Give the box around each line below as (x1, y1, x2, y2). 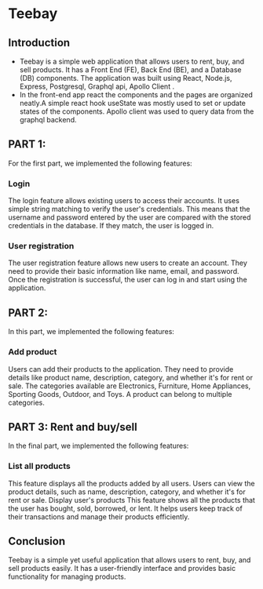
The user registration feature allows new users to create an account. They (8, 258, 247, 267)
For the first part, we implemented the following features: (8, 158, 192, 168)
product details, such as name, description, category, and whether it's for (8, 487, 246, 496)
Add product (8, 347, 57, 358)
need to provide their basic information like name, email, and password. (8, 267, 239, 276)
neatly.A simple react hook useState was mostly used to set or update (19, 99, 246, 107)
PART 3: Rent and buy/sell (8, 420, 137, 434)
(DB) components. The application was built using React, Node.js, (19, 74, 233, 82)
